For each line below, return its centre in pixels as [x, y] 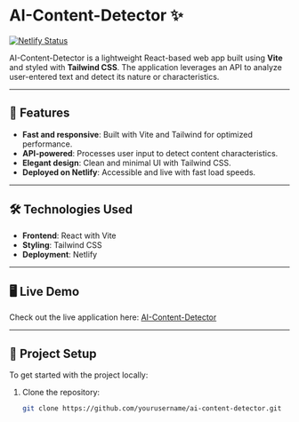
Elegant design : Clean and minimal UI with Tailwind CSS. [126, 163]
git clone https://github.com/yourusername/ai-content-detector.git [152, 409]
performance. [47, 144]
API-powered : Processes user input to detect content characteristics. [150, 153]
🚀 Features [40, 113]
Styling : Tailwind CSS [62, 244]
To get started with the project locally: [79, 375]
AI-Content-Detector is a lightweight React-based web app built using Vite [146, 58]
